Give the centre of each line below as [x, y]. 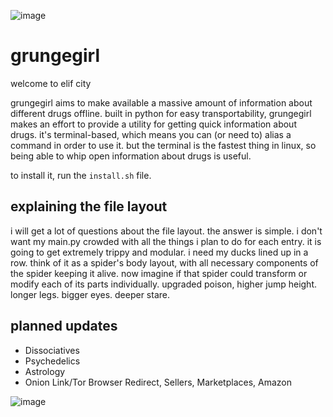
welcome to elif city [51, 83]
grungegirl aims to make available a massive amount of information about [161, 102]
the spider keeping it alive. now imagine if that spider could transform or [159, 273]
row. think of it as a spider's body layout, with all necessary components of [164, 262]
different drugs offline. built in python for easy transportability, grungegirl [161, 113]
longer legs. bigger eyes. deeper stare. [90, 294]
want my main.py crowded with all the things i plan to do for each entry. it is [166, 241]
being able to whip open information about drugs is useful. [131, 156]
